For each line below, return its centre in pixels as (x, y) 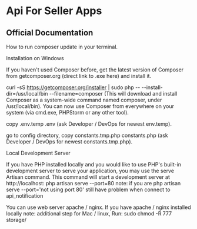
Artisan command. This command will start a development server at (88, 177)
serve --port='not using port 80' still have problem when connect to (88, 189)
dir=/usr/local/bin (27, 94)
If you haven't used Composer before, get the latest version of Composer (95, 70)
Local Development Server (38, 153)
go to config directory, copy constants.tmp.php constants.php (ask (87, 135)
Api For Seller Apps (54, 11)
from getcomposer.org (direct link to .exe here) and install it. (79, 76)
